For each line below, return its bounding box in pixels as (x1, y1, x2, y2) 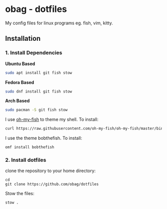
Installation (5, 34, 41, 43)
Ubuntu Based (5, 61, 36, 67)
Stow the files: (5, 191, 35, 197)
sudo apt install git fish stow (5, 70, 72, 75)
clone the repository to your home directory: (5, 168, 96, 174)
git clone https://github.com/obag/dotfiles (5, 182, 99, 187)
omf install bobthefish (5, 145, 55, 150)
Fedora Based (5, 79, 34, 85)
